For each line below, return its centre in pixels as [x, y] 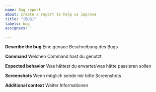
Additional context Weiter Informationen [47, 86]
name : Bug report [23, 10]
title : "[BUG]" [21, 19]
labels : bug [17, 24]
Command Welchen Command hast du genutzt [53, 56]
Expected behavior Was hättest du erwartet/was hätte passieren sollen [78, 66]
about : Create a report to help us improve [51, 14]
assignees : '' [20, 28]
